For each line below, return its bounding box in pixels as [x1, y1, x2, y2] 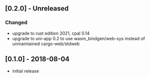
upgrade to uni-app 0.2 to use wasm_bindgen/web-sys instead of [12, 35, 146, 41]
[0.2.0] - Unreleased [5, 4, 69, 13]
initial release [12, 68, 39, 74]
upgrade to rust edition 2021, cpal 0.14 [12, 30, 90, 36]
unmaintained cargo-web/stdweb [12, 41, 80, 47]
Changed [5, 19, 28, 26]
